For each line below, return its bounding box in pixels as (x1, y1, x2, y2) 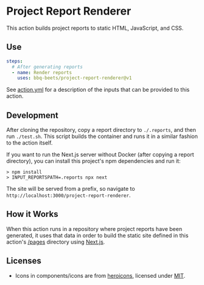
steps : (6, 58, 23, 64)
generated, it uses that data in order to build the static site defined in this (6, 232, 189, 239)
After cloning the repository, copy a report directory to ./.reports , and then (6, 126, 196, 134)
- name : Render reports (12, 69, 72, 75)
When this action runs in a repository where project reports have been (6, 225, 183, 232)
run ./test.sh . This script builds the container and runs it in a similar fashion (6, 132, 198, 140)
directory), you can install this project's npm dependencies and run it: (6, 157, 181, 165)
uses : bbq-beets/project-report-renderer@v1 (17, 75, 132, 81)
